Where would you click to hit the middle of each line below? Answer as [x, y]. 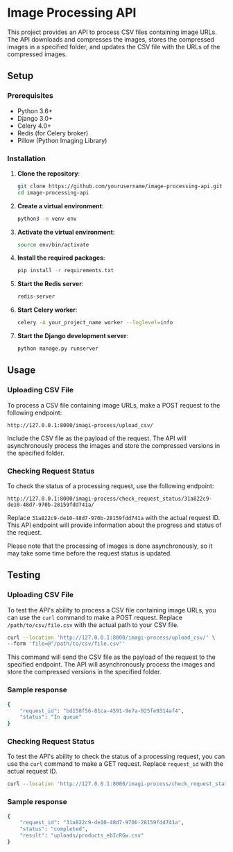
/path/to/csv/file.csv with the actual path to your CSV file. [93, 625]
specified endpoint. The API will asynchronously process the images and [111, 665]
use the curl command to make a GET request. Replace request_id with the [115, 764]
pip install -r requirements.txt [66, 271]
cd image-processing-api [53, 192]
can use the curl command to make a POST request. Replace [95, 617]
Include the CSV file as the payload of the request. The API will [97, 438]
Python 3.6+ [35, 111]
